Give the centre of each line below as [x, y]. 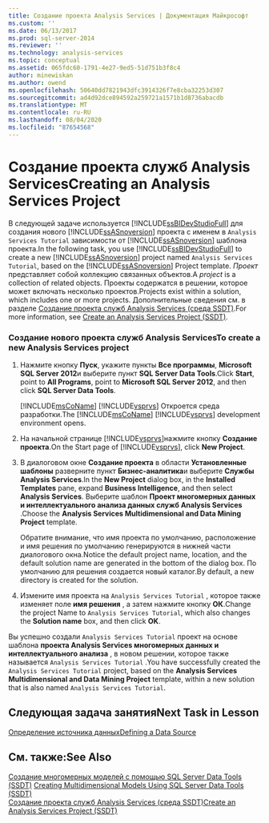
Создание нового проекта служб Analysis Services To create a [134, 337]
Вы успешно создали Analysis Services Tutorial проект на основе [123, 636]
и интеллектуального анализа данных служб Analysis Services [131, 504]
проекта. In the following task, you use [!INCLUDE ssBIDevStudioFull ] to [125, 248]
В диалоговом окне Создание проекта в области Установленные [133, 462]
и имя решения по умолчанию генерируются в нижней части [125, 546]
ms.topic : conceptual [44, 61]
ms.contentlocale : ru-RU [50, 113]
